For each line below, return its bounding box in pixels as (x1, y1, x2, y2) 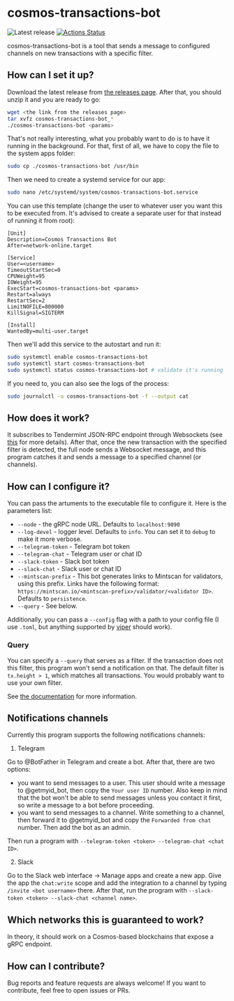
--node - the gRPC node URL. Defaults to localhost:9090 (17, 520, 180, 528)
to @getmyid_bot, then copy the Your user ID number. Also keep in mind (17, 786, 228, 795)
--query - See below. (17, 602, 78, 610)
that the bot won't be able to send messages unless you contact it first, (17, 793, 222, 802)
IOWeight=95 (7, 279, 42, 286)
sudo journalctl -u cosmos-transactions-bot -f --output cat (7, 393, 189, 400)
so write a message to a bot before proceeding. (17, 801, 155, 809)
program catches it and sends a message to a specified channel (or (7, 453, 202, 461)
